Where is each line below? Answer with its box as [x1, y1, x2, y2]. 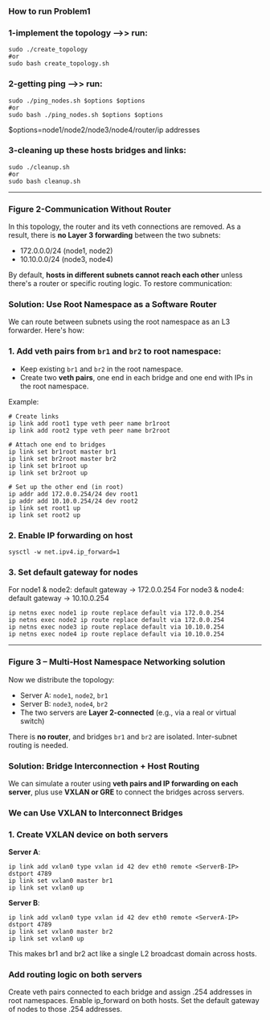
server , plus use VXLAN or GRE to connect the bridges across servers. [8, 787, 245, 797]
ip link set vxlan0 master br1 [8, 877, 113, 885]
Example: [8, 396, 39, 406]
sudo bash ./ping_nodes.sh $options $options [8, 110, 163, 118]
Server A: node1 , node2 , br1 [19, 690, 108, 700]
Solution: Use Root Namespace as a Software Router [8, 299, 217, 310]
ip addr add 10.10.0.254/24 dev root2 [8, 497, 138, 505]
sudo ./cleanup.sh [8, 163, 70, 171]
